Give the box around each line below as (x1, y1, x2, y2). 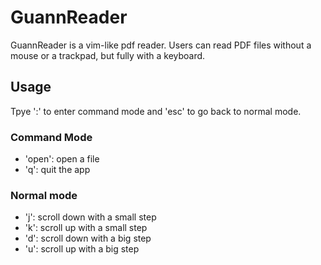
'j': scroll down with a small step (24, 211, 157, 223)
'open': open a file (24, 153, 100, 165)
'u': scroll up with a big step (24, 243, 140, 255)
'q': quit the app (24, 164, 91, 176)
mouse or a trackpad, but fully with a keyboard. (10, 49, 206, 61)
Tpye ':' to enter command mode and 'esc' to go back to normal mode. (10, 105, 302, 117)
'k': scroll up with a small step (24, 222, 148, 234)
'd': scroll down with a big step (24, 232, 152, 245)
